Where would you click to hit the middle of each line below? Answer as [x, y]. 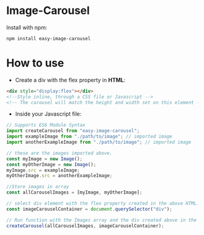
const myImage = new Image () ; [45, 159]
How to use [35, 63]
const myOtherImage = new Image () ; [51, 164]
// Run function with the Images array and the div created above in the [102, 220]
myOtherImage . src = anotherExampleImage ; [59, 176]
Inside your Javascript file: [48, 114]
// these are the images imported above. [59, 153]
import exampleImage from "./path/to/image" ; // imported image [89, 137]
